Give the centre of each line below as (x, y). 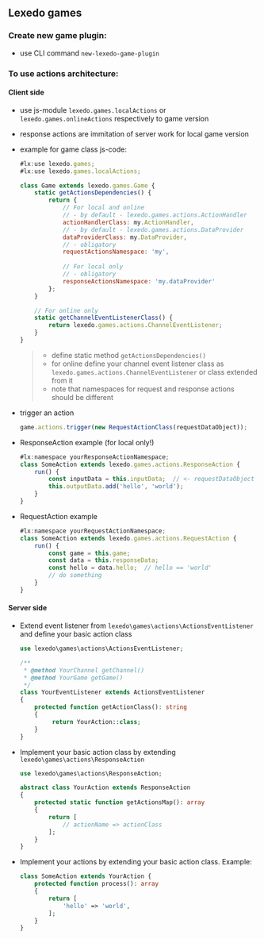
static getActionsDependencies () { (93, 193)
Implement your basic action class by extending (98, 752)
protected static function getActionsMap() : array (120, 802)
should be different (82, 397)
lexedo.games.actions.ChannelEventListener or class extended (154, 371)
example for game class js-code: (73, 149)
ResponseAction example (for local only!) (87, 442)
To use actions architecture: (63, 73)
